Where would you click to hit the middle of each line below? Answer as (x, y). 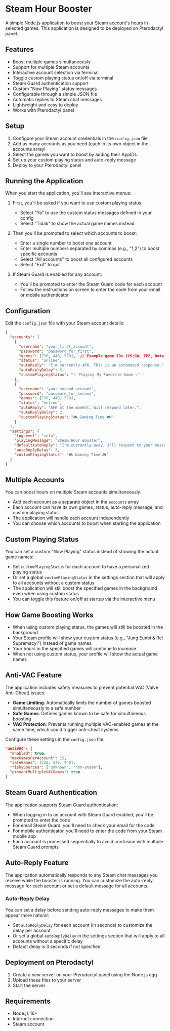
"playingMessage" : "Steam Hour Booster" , (58, 441)
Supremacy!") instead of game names (52, 643)
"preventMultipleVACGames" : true (45, 772)
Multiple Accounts (35, 480)
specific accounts (39, 254)
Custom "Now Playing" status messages (55, 89)
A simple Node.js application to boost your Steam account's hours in (77, 23)
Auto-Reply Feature (37, 863)
